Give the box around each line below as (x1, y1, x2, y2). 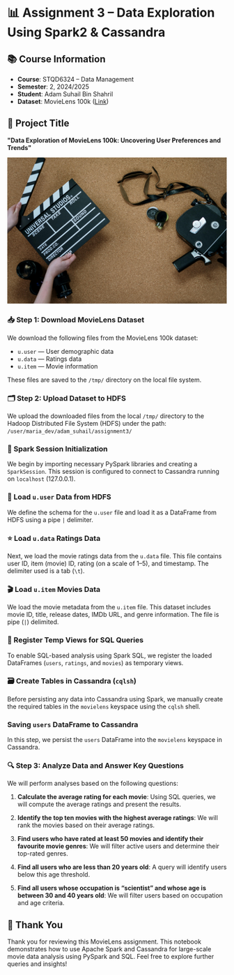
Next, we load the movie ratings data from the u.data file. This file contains (7, 551, 222, 560)
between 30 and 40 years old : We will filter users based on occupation (17, 891, 223, 900)
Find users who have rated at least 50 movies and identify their (17, 835, 204, 843)
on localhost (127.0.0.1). (7, 475, 76, 483)
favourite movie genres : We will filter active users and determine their (17, 842, 219, 851)
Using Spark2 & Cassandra (7, 24, 166, 40)
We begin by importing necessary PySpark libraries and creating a (7, 460, 198, 468)
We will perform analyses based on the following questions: (7, 779, 179, 788)
